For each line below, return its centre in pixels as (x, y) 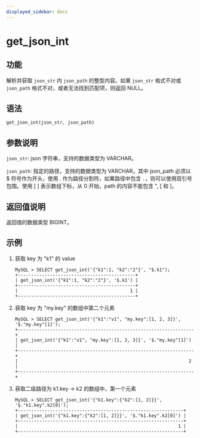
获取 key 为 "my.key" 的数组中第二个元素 (65, 308)
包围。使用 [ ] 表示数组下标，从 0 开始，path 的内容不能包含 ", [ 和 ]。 (92, 186)
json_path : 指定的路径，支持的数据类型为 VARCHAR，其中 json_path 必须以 (99, 171)
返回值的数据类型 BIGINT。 (39, 222)
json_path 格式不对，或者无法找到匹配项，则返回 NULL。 (76, 88)
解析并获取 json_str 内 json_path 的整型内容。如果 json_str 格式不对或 (94, 80)
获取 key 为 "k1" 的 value (45, 258)
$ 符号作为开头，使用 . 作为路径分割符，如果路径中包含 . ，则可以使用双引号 (99, 179)
